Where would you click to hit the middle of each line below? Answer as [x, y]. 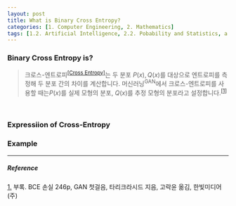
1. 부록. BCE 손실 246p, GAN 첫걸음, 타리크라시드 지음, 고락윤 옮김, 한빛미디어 [114, 186]
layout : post [26, 14]
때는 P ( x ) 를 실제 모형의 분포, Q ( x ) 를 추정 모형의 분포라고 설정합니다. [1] [132, 92]
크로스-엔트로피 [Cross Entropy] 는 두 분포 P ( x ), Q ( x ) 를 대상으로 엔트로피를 [122, 74]
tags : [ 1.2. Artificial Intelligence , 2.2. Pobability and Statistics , [114, 33]
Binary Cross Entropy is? [50, 58]
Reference [23, 168]
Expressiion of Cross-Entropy [59, 125]
